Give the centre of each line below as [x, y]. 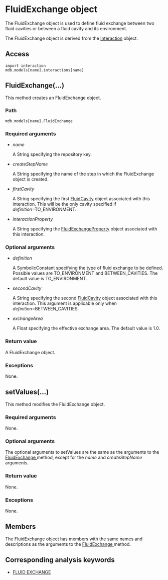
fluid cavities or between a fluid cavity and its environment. [66, 28]
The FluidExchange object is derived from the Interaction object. [71, 38]
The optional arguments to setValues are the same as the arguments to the [82, 452]
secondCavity [27, 288]
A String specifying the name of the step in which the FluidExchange [83, 174]
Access [17, 54]
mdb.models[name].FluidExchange [39, 121]
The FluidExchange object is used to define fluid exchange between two [80, 23]
